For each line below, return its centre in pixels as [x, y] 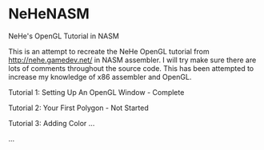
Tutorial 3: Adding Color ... [52, 123]
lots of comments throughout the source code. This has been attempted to [131, 68]
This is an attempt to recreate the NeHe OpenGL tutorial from [109, 51]
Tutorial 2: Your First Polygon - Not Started [79, 108]
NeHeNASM [49, 14]
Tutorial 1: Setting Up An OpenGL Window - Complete [96, 92]
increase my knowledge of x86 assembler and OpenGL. [100, 77]
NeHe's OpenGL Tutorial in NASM [64, 36]
